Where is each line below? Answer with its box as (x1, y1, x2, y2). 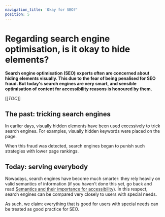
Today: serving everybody (5, 162, 88, 171)
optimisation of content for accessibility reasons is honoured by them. (5, 86, 152, 92)
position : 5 (5, 12, 30, 17)
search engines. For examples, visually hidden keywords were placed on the (5, 128, 160, 134)
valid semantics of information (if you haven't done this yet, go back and (5, 181, 152, 187)
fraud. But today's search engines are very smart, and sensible (5, 81, 137, 87)
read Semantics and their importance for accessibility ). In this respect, (5, 186, 148, 192)
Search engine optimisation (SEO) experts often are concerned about (5, 70, 150, 76)
